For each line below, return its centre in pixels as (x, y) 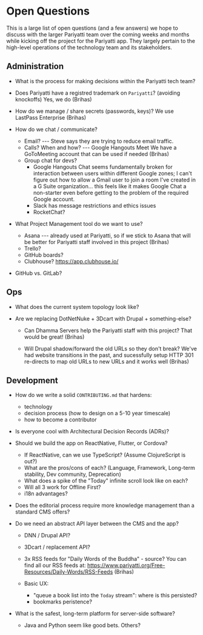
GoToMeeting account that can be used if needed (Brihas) (97, 154)
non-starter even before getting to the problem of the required (111, 192)
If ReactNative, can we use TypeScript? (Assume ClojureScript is (105, 455)
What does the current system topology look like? (77, 307)
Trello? (32, 248)
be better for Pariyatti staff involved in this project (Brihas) (97, 242)
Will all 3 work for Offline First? (62, 487)
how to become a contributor (60, 419)
